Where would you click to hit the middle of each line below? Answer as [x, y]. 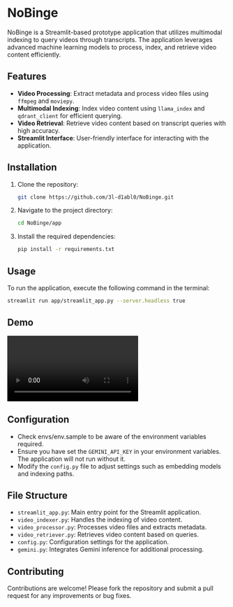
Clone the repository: [48, 184]
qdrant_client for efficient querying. [70, 115]
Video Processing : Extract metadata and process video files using [113, 93]
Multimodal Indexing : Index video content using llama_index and [111, 108]
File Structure [37, 495]
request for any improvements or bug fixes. [69, 596]
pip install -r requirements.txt [66, 250]
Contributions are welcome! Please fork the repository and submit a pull [111, 588]
